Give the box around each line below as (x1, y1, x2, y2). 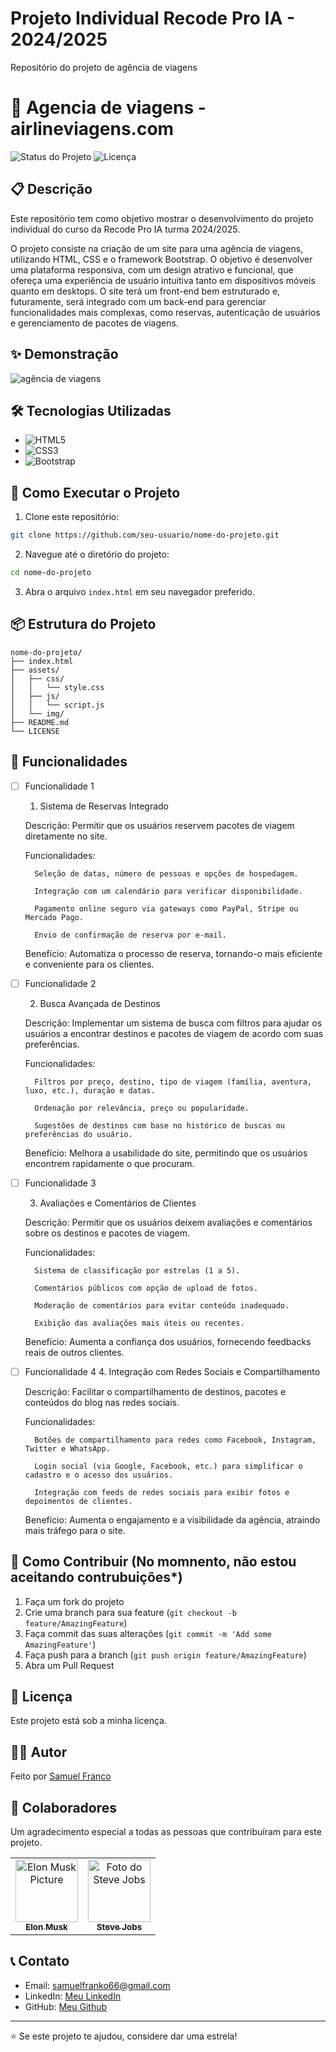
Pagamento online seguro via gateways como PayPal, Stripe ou (34, 903, 299, 914)
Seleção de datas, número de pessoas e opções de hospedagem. (34, 868, 299, 879)
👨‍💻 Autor (10, 1743, 68, 1761)
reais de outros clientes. (24, 1346, 125, 1358)
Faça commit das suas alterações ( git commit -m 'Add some (24, 1627, 272, 1639)
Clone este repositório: (24, 511, 120, 523)
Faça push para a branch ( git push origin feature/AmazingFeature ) (24, 1648, 307, 1661)
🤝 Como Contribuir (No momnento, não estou (10, 1553, 297, 1571)
